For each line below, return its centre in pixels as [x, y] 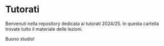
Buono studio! [20, 39]
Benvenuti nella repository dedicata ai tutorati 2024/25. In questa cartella [82, 24]
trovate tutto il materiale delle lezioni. [44, 29]
